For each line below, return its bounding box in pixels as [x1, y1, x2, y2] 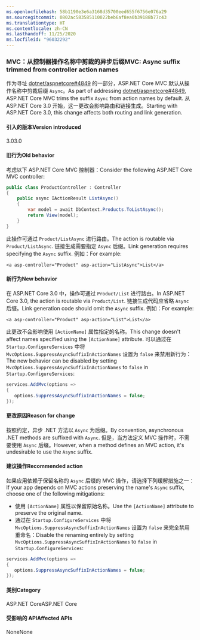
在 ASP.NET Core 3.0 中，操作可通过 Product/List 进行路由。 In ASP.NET [6, 289, 185, 297]
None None [6, 628, 33, 635]
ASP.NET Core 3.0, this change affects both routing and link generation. [6, 109, 183, 116]
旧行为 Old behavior [6, 152, 55, 159]
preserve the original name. [14, 509, 83, 516]
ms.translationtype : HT [6, 20, 66, 26]
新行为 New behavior [6, 275, 58, 282]
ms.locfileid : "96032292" [6, 37, 70, 43]
